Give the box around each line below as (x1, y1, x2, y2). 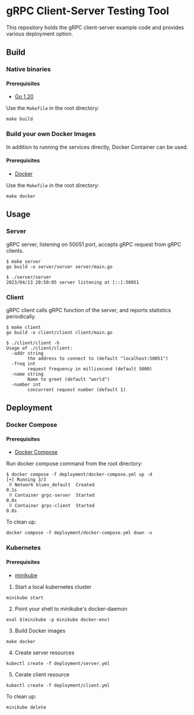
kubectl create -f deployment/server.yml (6, 660, 110, 666)
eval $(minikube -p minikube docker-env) (6, 616, 110, 622)
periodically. (6, 313, 37, 320)
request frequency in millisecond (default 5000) (27, 366, 152, 372)
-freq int (11, 361, 36, 367)
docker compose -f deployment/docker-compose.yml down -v (6, 530, 152, 536)
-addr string (11, 350, 44, 356)
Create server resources (14, 649, 75, 656)
